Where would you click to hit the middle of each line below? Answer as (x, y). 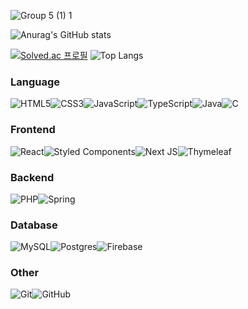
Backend (32, 177)
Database (34, 225)
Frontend (33, 130)
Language (35, 82)
